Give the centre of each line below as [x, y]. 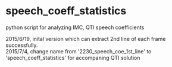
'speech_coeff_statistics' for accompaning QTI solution [73, 58]
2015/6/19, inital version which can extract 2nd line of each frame [86, 39]
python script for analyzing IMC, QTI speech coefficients [75, 27]
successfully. [22, 45]
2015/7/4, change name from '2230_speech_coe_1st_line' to [79, 51]
